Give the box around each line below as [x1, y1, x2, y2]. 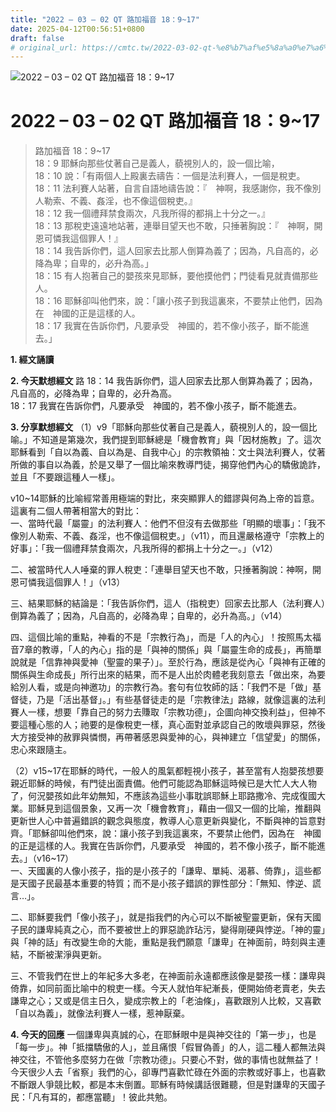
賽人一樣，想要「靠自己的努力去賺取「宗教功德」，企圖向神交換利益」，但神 [10, 706, 317, 718]
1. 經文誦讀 [10, 354, 55, 366]
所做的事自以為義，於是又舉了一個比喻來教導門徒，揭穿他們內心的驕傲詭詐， [10, 459, 326, 471]
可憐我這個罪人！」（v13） [18, 576, 126, 588]
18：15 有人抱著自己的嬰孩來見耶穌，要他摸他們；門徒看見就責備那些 [34, 270, 319, 282]
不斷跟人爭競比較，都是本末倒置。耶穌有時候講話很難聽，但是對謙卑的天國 [10, 1079, 317, 1091]
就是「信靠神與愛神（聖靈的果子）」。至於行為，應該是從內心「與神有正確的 [18, 656, 326, 668]
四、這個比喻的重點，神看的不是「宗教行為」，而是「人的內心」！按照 [10, 631, 295, 643]
